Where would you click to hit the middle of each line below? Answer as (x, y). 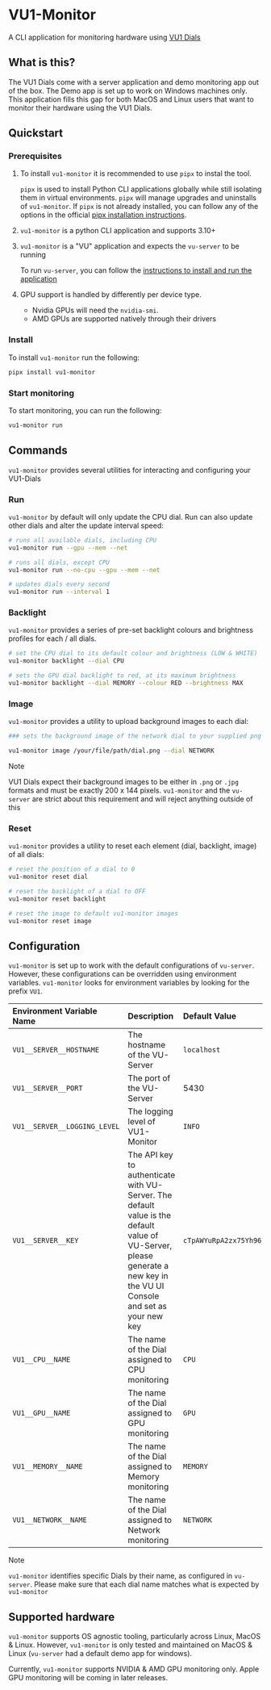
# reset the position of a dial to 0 (72, 869)
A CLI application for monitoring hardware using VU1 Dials (104, 37)
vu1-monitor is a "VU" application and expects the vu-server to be (129, 246)
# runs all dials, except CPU (59, 563)
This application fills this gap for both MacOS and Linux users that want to (131, 99)
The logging (150, 1111)
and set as (148, 1307)
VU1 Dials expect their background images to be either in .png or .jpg (124, 781)
